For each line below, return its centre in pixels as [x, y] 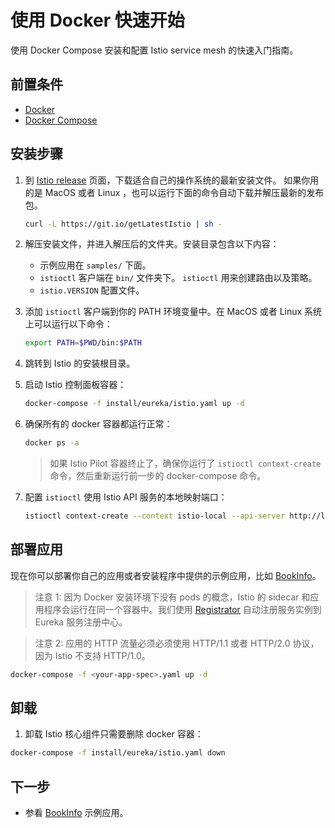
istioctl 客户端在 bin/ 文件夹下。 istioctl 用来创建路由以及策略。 [178, 278]
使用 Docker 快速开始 [97, 20]
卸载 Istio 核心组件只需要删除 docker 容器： [114, 734]
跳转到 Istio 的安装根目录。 [80, 363]
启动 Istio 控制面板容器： [75, 385]
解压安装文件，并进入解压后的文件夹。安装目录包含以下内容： [152, 244]
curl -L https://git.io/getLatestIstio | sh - [123, 224]
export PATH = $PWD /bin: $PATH [83, 343]
